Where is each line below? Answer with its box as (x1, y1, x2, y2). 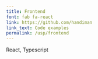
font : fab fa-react (6, 14, 54, 20)
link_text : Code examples (6, 25, 69, 31)
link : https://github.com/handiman (6, 19, 93, 25)
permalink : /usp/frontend (6, 30, 69, 36)
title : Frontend (6, 8, 45, 15)
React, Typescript (6, 46, 48, 53)
